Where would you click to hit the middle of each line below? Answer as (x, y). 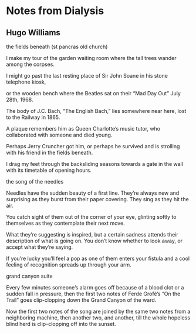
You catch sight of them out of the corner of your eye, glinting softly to (91, 217)
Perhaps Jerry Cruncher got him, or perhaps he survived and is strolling (93, 146)
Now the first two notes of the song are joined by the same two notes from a (98, 311)
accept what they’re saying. (40, 247)
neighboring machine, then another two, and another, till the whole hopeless (98, 318)
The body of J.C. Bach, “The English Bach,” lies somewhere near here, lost (96, 111)
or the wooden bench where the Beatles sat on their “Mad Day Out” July (93, 93)
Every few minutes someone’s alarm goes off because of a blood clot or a (95, 287)
